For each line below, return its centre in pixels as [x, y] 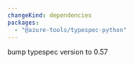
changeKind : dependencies [49, 15]
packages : [24, 23]
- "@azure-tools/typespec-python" [71, 30]
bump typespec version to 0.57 [58, 52]
